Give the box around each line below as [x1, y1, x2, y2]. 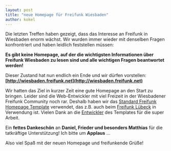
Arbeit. [5, 115, 19, 121]
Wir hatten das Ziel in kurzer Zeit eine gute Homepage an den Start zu [5, 88, 153, 94]
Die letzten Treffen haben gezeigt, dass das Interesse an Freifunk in [5, 31, 148, 37]
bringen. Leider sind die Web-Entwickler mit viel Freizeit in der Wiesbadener [5, 93, 166, 99]
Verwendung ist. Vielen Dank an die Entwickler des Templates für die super [5, 109, 164, 115]
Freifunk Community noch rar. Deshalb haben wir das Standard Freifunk [5, 98, 157, 105]
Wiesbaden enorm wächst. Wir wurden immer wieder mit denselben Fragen [5, 36, 165, 42]
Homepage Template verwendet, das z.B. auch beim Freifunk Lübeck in [5, 104, 156, 110]
